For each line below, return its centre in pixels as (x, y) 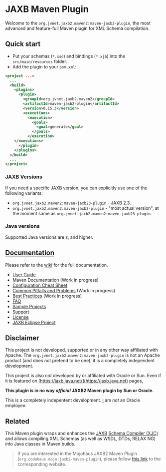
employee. (16, 406)
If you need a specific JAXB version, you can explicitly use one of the (77, 188)
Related (17, 421)
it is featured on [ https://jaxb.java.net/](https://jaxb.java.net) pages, (74, 381)
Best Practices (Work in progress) (47, 296)
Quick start (23, 44)
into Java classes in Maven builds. (40, 444)
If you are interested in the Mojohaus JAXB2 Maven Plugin (77, 454)
